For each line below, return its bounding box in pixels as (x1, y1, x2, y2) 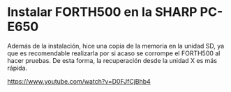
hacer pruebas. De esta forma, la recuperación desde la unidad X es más (7, 56, 218, 64)
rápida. (7, 64, 28, 72)
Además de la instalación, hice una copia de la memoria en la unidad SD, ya (7, 42, 225, 50)
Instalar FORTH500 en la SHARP (7, 4, 198, 20)
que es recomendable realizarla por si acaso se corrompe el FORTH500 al (7, 49, 221, 57)
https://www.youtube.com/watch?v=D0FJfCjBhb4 (7, 77, 151, 85)
